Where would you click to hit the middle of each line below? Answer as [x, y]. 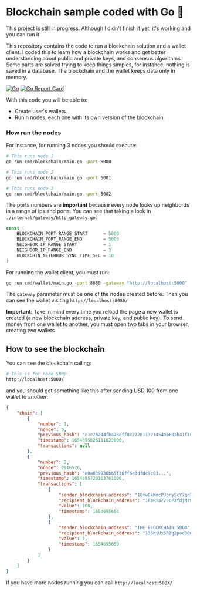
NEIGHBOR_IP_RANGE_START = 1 [64, 245]
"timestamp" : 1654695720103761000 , [81, 479]
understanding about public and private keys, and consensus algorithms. [94, 58]
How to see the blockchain [55, 349]
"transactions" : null [64, 446]
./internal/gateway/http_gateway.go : [52, 217]
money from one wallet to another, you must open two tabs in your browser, [98, 324]
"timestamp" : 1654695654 [89, 511]
